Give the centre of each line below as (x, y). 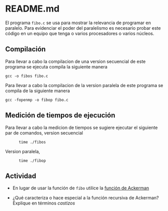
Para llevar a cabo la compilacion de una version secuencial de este (75, 61)
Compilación (26, 49)
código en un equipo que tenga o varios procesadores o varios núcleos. (80, 33)
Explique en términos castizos (44, 203)
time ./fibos (32, 142)
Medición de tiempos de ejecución (60, 116)
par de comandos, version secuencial (44, 133)
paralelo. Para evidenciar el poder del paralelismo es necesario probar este (83, 28)
